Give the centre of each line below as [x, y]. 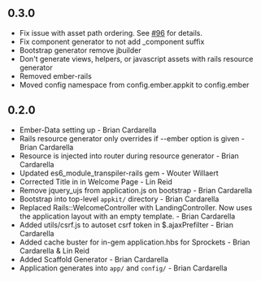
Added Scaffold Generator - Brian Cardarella [94, 259]
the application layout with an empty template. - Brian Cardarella [127, 216]
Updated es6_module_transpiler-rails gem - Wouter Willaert [119, 173]
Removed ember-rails [56, 76]
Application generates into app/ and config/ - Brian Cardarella [123, 268]
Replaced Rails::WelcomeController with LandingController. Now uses [136, 207]
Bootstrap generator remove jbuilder [80, 50]
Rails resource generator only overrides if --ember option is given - [132, 138]
